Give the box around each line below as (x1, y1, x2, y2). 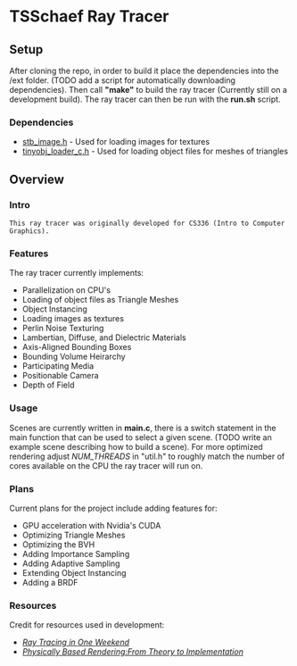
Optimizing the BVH (21, 538, 95, 550)
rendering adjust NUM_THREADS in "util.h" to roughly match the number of (9, 451, 285, 462)
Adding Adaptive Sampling (21, 558, 120, 569)
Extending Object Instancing (21, 567, 127, 578)
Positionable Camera (21, 370, 100, 381)
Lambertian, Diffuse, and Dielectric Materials (21, 332, 186, 343)
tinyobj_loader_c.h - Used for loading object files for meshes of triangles (21, 146, 288, 157)
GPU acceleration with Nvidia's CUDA (21, 520, 161, 530)
